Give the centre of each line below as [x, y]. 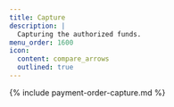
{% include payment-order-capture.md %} [87, 92]
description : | [37, 26]
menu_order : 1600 [41, 42]
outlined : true [46, 68]
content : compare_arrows [63, 59]
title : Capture [37, 17]
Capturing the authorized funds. [79, 34]
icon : [19, 51]
